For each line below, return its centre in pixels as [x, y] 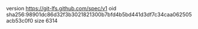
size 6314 [46, 21]
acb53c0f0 [20, 21]
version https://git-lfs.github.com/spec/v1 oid [61, 8]
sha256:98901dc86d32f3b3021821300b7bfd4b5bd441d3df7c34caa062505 [99, 14]
